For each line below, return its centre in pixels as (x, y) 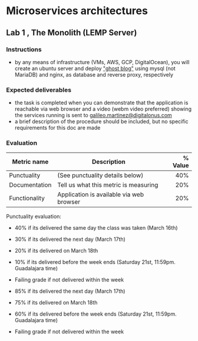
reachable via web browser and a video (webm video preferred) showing (103, 109)
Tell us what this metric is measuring (108, 185)
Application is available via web (101, 194)
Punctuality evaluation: (34, 217)
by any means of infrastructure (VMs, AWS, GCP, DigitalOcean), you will (102, 62)
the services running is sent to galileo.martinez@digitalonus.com (93, 115)
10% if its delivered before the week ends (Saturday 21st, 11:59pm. (95, 262)
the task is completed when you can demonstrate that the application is (101, 103)
